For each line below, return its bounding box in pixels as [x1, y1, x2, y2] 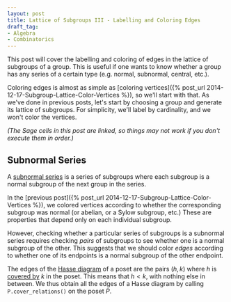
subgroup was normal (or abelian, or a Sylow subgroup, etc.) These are [7, 208, 212, 216]
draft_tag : [7, 23, 39, 30]
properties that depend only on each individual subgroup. [7, 215, 173, 223]
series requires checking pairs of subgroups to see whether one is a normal [7, 236, 225, 244]
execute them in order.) [7, 134, 74, 143]
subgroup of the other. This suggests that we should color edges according [7, 244, 224, 252]
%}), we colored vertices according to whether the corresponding [32, 200, 221, 209]
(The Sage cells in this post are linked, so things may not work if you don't [7, 127, 221, 135]
